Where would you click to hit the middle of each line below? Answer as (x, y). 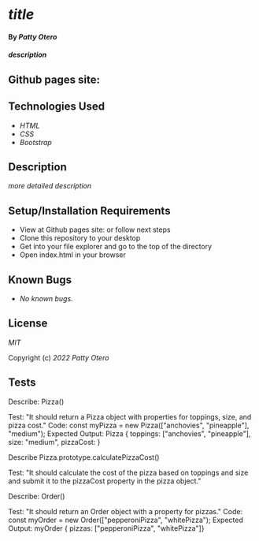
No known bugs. (46, 299)
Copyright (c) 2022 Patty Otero (59, 357)
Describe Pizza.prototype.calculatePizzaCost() (84, 457)
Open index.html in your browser (72, 255)
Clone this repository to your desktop (80, 238)
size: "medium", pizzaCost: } (54, 442)
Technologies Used (56, 107)
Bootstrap (36, 142)
